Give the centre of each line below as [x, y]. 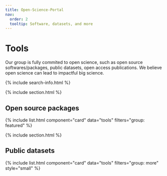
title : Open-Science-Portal [35, 10]
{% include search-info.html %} [38, 82]
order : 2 [19, 19]
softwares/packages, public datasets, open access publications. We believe [83, 67]
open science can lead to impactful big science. [55, 73]
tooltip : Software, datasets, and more [51, 24]
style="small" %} [23, 168]
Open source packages [42, 108]
